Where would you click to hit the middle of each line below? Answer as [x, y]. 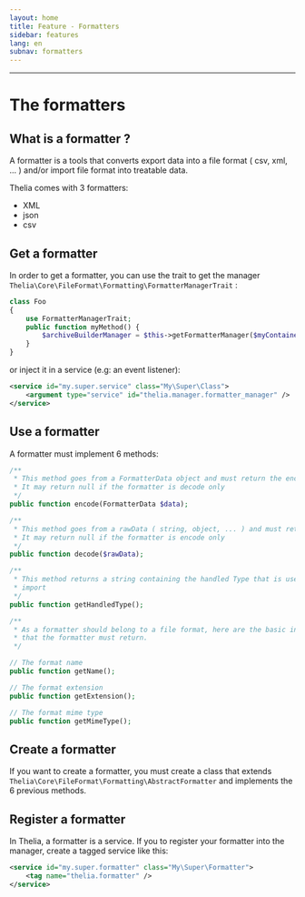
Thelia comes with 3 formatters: [69, 188]
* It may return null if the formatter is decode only [119, 488]
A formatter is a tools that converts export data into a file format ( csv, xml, [148, 161]
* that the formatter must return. [80, 638]
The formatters [68, 105]
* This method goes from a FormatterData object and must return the [148, 479]
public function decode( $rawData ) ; [77, 554]
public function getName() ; [63, 671]
